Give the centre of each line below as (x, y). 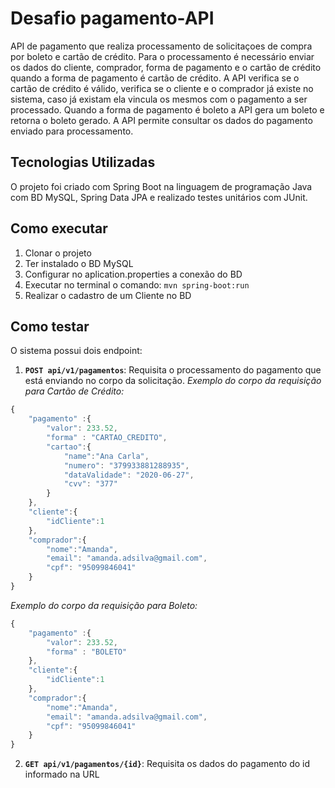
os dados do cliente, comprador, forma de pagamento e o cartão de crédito (166, 67)
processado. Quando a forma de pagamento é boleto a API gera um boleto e (167, 109)
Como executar (59, 228)
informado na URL (62, 774)
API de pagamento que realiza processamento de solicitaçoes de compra (161, 46)
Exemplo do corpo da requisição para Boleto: (104, 605)
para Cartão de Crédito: (74, 391)
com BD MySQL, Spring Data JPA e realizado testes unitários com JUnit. (159, 197)
